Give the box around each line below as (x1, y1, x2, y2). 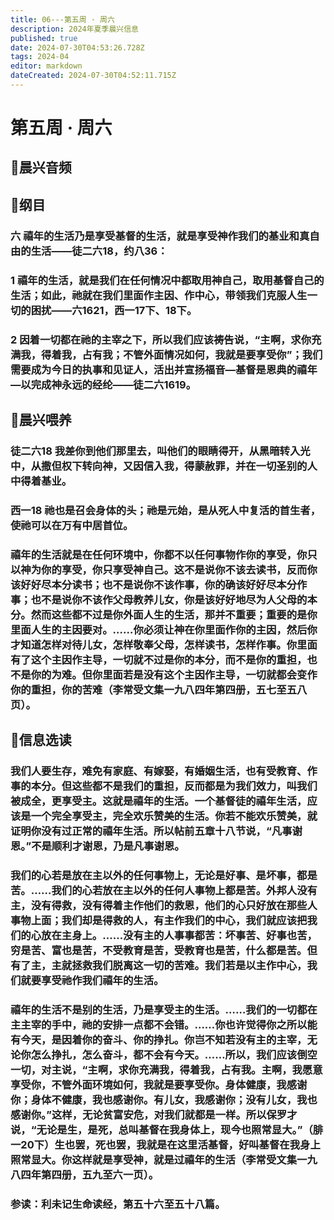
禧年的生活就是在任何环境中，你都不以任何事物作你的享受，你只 (10, 547, 318, 561)
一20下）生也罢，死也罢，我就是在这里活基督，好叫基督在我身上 (10, 1137, 321, 1151)
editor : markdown (10, 61, 83, 71)
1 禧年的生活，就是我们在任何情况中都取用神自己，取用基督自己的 (10, 273, 325, 287)
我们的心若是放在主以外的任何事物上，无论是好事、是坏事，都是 (10, 869, 318, 882)
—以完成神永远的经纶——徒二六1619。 (10, 377, 197, 391)
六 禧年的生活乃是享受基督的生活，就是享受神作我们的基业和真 (10, 229, 310, 243)
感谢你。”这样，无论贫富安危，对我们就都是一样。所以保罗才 (10, 1107, 298, 1121)
